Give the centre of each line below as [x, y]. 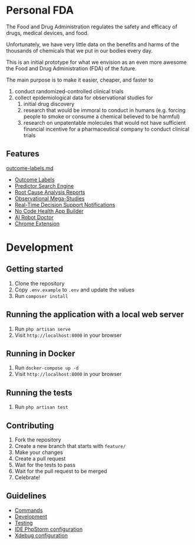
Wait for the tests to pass [45, 465]
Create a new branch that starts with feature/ [70, 446]
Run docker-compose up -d [47, 368]
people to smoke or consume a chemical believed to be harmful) [102, 116]
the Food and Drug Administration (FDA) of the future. [71, 68]
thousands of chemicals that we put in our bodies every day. [80, 50]
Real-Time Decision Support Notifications [65, 205]
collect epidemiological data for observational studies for [84, 98]
